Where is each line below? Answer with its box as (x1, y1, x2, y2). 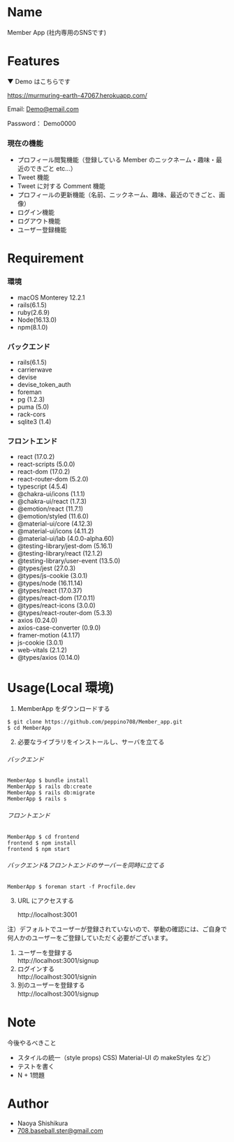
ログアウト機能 (17, 217, 61, 225)
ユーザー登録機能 (17, 225, 67, 234)
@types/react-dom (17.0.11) (17, 594, 96, 602)
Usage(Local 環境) (7, 680, 115, 696)
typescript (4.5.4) (17, 482, 68, 491)
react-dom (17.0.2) (17, 467, 71, 476)
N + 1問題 (17, 1071, 45, 1079)
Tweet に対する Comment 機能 (17, 182, 106, 190)
